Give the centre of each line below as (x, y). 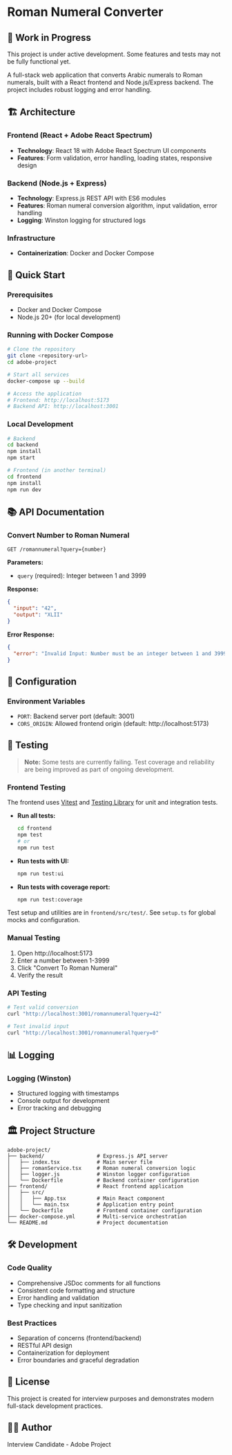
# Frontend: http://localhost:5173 (58, 400)
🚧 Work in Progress (49, 38)
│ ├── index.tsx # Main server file (80, 1162)
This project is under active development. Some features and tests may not (114, 54)
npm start (21, 458)
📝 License (29, 1382)
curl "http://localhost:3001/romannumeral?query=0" (83, 1033)
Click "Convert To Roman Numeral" (67, 968)
